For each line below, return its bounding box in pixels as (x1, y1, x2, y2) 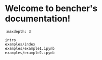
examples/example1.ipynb (5, 46, 55, 51)
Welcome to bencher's (5, 3, 98, 14)
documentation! (5, 13, 71, 24)
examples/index (5, 42, 36, 46)
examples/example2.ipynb (5, 50, 55, 55)
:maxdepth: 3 (5, 29, 31, 34)
